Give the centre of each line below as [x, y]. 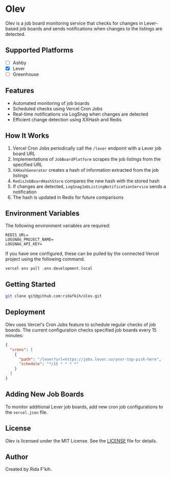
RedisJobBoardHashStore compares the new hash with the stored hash [86, 181]
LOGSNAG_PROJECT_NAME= [29, 240]
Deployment [25, 312]
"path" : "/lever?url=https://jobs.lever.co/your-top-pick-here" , [90, 359]
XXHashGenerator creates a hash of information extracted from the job [86, 170]
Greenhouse [26, 74]
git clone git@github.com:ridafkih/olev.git [54, 296]
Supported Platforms [39, 50]
